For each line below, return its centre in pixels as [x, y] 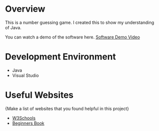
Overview [25, 9]
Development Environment [60, 57]
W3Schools [24, 118]
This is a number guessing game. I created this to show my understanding [80, 22]
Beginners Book [28, 123]
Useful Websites [39, 95]
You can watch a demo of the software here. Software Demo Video [73, 37]
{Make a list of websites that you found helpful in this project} [67, 109]
